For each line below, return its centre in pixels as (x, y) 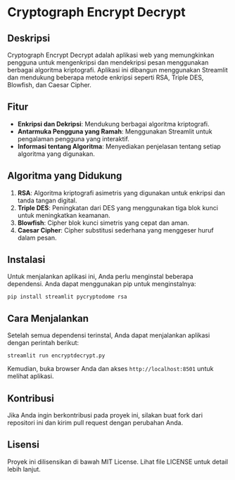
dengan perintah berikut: (43, 343)
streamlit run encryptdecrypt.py (56, 356)
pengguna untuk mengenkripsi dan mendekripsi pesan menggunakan (108, 63)
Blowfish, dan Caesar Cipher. (49, 85)
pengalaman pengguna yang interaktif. (74, 138)
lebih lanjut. (24, 469)
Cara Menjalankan (48, 318)
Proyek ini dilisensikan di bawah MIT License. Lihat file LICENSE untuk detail (118, 462)
